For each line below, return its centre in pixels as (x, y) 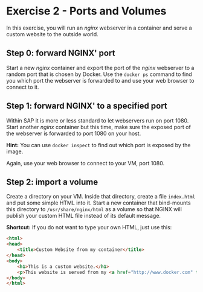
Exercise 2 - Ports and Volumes (86, 11)
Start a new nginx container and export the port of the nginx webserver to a (100, 68)
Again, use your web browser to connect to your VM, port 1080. (85, 163)
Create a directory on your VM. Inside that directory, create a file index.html (101, 197)
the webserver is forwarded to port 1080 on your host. (74, 133)
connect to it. (23, 87)
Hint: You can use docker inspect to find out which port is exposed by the (98, 145)
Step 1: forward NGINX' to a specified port (87, 106)
